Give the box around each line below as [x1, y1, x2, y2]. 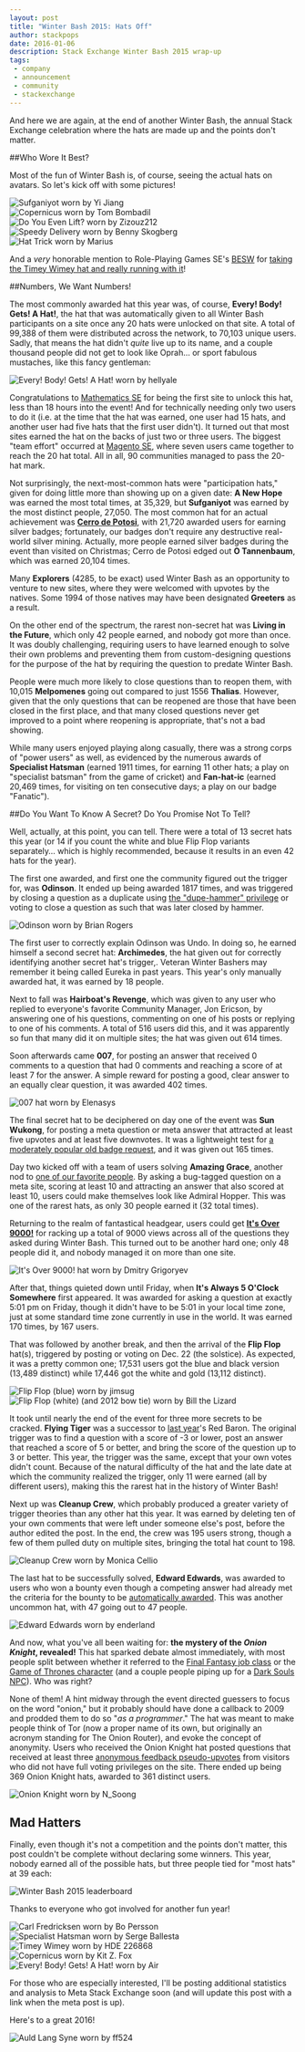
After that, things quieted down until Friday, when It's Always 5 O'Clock [9, 1282, 280, 1293]
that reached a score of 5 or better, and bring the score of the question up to [9, 1442, 297, 1453]
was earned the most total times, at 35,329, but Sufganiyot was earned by [9, 496, 290, 507]
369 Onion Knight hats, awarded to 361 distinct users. [9, 1771, 211, 1782]
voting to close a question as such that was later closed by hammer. [9, 901, 264, 912]
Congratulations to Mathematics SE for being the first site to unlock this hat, [9, 391, 294, 402]
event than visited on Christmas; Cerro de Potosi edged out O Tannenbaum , [9, 545, 296, 557]
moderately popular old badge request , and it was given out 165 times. [9, 1143, 274, 1154]
